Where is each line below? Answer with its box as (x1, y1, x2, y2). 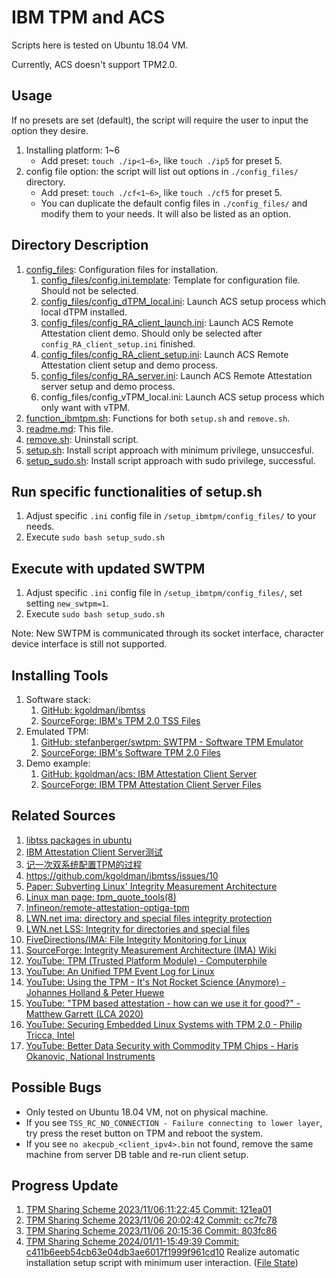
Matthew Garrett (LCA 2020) (25, 1007, 144, 1020)
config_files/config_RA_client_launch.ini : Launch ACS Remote (40, 316, 294, 328)
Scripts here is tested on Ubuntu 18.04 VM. (11, 39, 189, 51)
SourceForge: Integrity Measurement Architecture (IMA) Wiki (25, 944, 277, 956)
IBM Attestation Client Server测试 (25, 846, 163, 858)
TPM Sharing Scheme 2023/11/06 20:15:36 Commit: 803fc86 (25, 1225, 278, 1237)
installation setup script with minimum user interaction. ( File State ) (25, 1257, 299, 1269)
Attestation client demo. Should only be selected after (40, 327, 263, 339)
